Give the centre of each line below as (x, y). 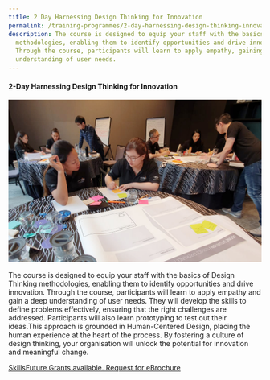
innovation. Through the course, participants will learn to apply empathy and (135, 292)
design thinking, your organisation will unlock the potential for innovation (129, 344)
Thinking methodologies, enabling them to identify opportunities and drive (131, 284)
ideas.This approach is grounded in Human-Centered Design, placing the (129, 327)
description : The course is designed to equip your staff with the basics (136, 34)
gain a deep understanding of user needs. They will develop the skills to (127, 301)
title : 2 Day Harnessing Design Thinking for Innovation (106, 17)
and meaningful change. (49, 352)
